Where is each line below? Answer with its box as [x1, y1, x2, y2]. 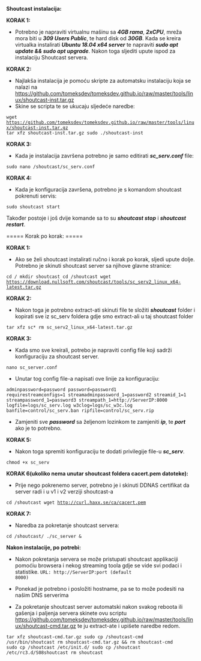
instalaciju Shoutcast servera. [14, 54, 88, 61]
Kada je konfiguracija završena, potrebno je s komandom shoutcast [14, 186, 182, 193]
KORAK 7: [6, 510, 31, 517]
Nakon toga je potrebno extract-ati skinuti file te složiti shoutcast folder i [14, 306, 196, 313]
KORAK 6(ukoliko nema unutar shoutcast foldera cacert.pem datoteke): [6, 470, 189, 477]
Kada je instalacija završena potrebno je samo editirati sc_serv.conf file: [14, 152, 194, 159]
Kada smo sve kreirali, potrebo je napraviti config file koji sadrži [14, 346, 172, 354]
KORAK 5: [6, 436, 32, 443]
